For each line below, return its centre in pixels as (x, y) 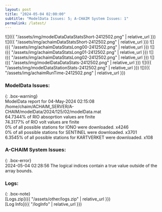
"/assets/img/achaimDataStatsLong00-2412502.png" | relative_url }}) (80, 47)
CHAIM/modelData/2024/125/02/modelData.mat (53, 112)
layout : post (18, 9)
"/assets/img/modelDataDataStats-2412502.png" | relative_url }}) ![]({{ (81, 63)
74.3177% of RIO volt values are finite (42, 122)
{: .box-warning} (21, 96)
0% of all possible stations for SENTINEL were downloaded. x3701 (71, 132)
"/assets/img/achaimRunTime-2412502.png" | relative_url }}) (65, 73)
